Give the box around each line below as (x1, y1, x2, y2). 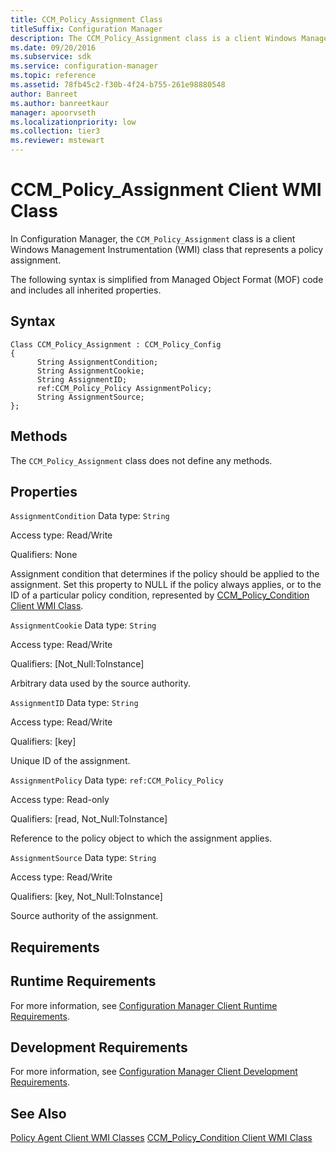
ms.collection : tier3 (10, 126, 101, 136)
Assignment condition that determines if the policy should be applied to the (10, 568, 320, 580)
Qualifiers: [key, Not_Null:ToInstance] (10, 891, 163, 903)
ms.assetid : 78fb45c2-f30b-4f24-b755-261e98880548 (10, 80, 226, 90)
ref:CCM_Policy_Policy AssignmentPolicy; (36, 383, 213, 393)
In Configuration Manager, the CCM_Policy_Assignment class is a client (10, 232, 296, 245)
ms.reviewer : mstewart (10, 136, 105, 146)
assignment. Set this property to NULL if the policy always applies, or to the (10, 579, 322, 591)
